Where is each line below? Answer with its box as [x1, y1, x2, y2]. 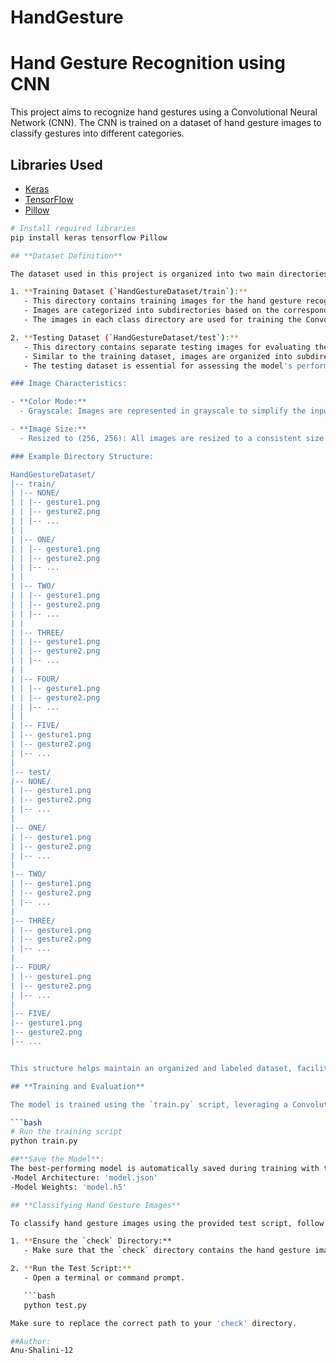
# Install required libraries [10, 223, 137, 233]
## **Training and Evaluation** [10, 1081, 145, 1091]
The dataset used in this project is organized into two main [10, 269, 275, 279]
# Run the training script [10, 1127, 123, 1137]
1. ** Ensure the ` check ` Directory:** [10, 1236, 172, 1246]
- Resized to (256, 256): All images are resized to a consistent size [19, 433, 325, 443]
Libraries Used [10, 156, 103, 173]
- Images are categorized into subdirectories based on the [23, 306, 280, 316]
